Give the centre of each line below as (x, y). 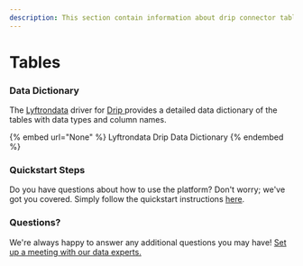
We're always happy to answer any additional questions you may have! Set (148, 242)
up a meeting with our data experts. (75, 252)
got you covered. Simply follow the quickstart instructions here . (127, 199)
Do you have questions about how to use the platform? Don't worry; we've (147, 189)
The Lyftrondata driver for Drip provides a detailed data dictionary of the (143, 110)
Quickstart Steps (47, 170)
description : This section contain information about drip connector (143, 18)
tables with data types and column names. (88, 120)
